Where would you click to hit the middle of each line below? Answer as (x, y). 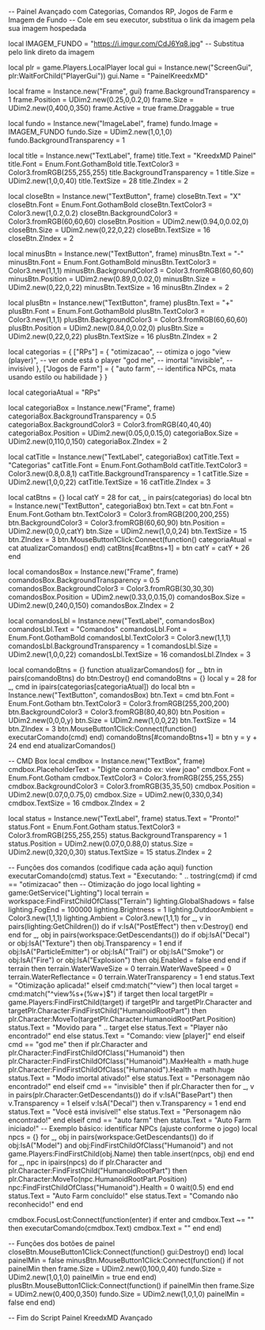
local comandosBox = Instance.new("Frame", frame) (94, 571)
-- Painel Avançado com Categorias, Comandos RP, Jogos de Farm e (121, 11)
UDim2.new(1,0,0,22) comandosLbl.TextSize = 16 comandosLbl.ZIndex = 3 (129, 654)
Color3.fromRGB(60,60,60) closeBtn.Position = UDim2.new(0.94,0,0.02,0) (129, 222)
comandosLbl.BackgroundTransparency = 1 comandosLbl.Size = (114, 646)
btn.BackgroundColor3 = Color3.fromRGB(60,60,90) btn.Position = (117, 523)
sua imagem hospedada (47, 28)
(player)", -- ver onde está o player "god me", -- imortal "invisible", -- (121, 360)
